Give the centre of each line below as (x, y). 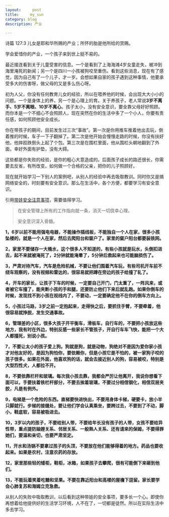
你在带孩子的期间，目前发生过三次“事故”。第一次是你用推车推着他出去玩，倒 (84, 130)
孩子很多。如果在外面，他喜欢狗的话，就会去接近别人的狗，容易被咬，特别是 (84, 359)
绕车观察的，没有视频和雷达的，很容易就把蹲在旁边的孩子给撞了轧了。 (78, 272)
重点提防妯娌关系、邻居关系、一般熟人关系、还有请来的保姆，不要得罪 (91, 429)
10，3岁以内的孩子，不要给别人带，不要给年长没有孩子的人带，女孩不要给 (82, 423)
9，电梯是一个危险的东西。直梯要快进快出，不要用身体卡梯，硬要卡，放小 (82, 399)
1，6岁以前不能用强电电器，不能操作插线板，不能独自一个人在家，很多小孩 (82, 232)
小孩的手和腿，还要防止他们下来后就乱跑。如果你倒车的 (106, 289)
